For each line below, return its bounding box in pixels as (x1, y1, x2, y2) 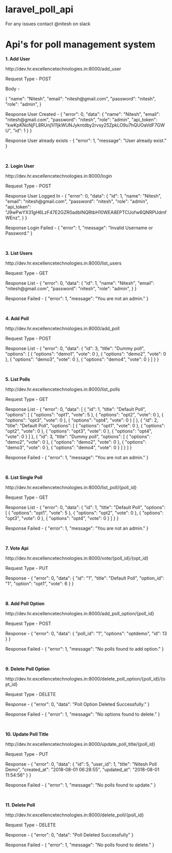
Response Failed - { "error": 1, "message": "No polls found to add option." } (5, 646, 164, 652)
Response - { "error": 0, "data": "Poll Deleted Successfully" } (5, 831, 133, 838)
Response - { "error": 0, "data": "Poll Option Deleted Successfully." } (5, 701, 150, 707)
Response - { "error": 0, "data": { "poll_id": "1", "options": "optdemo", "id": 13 (5, 630, 167, 636)
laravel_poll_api (5, 4, 73, 15)
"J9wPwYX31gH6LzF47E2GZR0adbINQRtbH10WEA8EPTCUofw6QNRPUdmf (5, 209, 167, 215)
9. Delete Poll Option (5, 666, 50, 672)
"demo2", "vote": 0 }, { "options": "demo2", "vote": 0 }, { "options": (5, 439, 146, 445)
